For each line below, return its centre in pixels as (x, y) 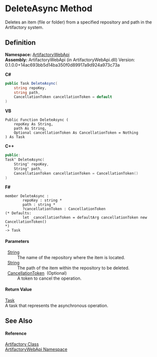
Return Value (19, 289)
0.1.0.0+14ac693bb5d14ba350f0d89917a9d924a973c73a (63, 65)
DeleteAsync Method (49, 9)
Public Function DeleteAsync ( (37, 120)
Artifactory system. (24, 27)
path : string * (39, 205)
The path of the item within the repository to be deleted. (73, 268)
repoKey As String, (34, 124)
